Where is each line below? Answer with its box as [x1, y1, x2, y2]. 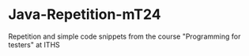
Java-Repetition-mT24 [8, 6, 161, 24]
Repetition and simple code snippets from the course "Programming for [8, 32, 241, 41]
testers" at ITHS [8, 39, 61, 49]
